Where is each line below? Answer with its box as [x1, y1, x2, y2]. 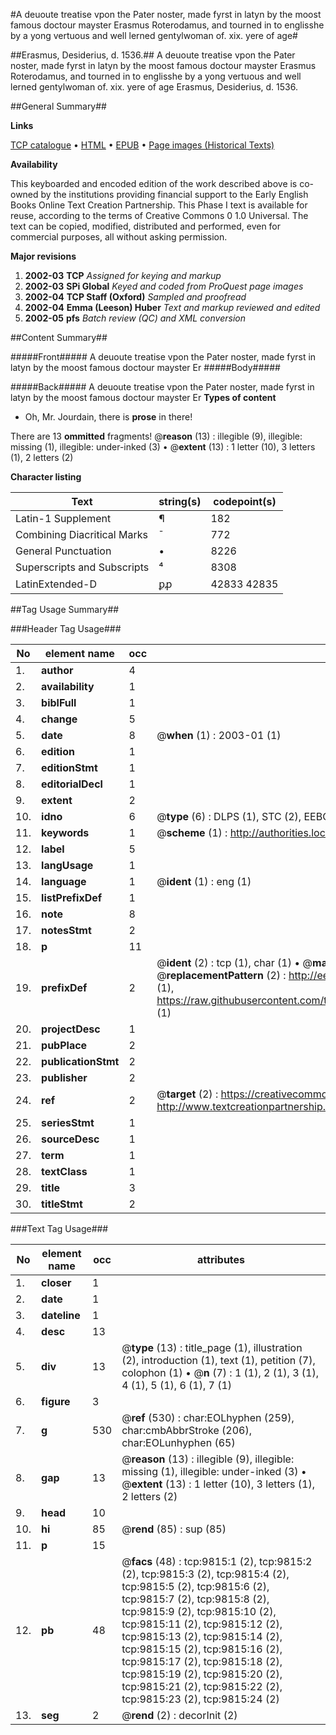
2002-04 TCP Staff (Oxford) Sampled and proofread [24, 291, 247, 303]
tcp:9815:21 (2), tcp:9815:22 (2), [121, 1680, 283, 1693]
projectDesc [41, 1022, 101, 1036]
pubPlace [41, 1039, 88, 1052]
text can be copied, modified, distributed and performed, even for [10, 220, 282, 232]
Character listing [10, 471, 82, 483]
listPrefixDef [41, 891, 103, 904]
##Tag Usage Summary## [10, 604, 120, 615]
